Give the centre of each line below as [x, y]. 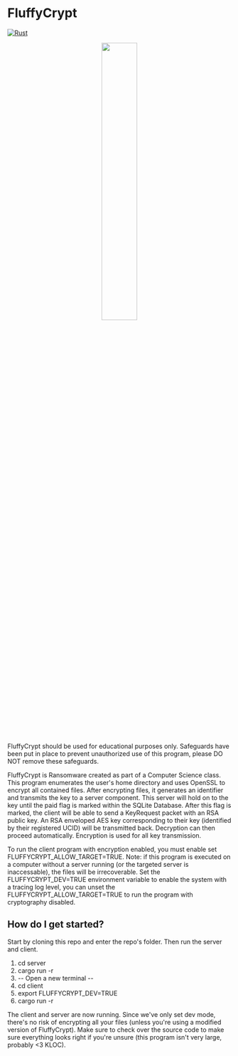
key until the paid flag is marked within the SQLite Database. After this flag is [119, 805]
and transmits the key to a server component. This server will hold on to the [118, 797]
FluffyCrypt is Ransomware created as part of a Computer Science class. [114, 775]
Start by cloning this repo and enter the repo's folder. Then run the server [115, 942]
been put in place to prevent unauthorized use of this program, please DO [115, 753]
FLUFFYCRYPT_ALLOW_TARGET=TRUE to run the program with [100, 895]
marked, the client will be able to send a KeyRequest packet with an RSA [113, 813]
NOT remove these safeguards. [53, 761]
